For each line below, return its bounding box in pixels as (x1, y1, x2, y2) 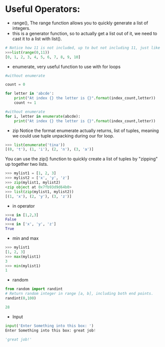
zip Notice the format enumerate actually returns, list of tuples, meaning (12, 128, 159, 134)
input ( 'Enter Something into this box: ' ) (5, 323, 94, 328)
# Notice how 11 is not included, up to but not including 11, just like (5, 45, 161, 50)
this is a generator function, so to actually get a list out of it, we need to (12, 30, 157, 36)
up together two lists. (5, 161, 48, 167)
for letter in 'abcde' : (5, 91, 54, 96)
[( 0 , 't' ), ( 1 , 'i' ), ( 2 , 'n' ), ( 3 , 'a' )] (5, 147, 94, 152)
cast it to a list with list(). (12, 36, 62, 42)
